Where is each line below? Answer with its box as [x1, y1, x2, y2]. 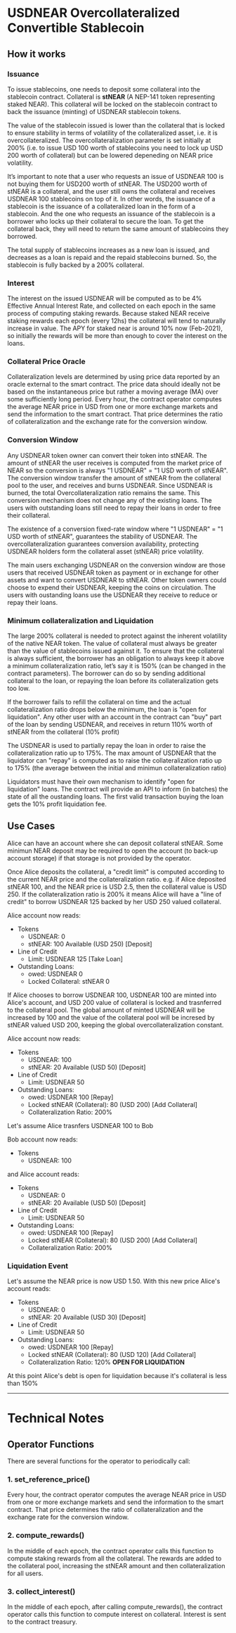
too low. [7, 684, 30, 693]
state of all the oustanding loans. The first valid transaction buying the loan [7, 792, 224, 801]
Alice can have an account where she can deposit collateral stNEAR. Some [7, 839, 223, 847]
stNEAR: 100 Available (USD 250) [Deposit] [27, 939, 152, 948]
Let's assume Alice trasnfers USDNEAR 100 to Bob [7, 1121, 154, 1130]
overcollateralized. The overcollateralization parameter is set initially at [7, 136, 211, 144]
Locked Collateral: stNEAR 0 [27, 977, 110, 985]
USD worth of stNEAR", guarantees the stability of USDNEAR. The [7, 532, 198, 540]
